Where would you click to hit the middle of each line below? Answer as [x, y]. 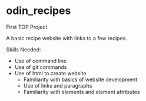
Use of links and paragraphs [58, 85]
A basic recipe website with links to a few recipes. [67, 38]
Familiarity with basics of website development [80, 79]
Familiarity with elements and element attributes [82, 92]
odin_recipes [39, 11]
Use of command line [40, 61]
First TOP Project [27, 27]
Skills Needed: [24, 49]
